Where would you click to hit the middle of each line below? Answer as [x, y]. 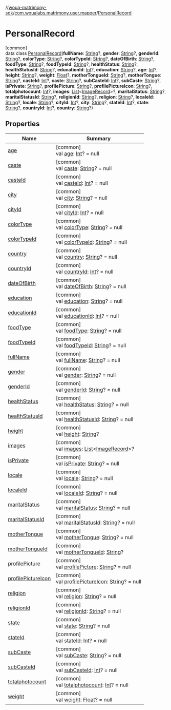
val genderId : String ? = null [88, 390]
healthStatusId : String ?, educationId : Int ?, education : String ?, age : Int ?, [81, 69]
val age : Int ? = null [78, 153]
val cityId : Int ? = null [80, 213]
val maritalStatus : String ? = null [93, 508]
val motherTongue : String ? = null [95, 537]
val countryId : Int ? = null [84, 272]
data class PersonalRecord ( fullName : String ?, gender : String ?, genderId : [82, 53]
